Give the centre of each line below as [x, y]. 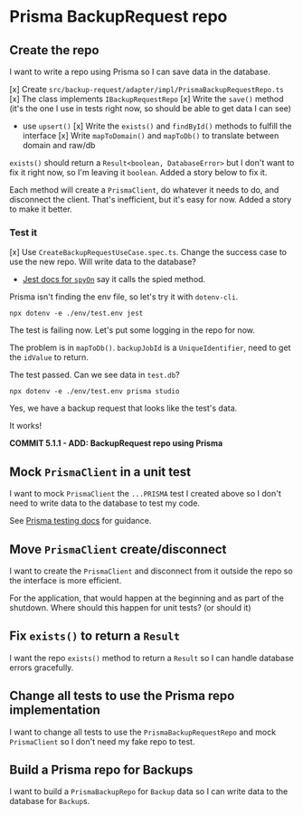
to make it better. [41, 209]
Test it [24, 232]
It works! [26, 426]
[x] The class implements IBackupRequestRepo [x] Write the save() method [147, 99]
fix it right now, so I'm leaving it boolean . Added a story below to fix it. [138, 172]
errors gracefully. [42, 668]
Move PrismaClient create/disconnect [118, 549]
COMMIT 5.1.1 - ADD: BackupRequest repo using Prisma [116, 443]
